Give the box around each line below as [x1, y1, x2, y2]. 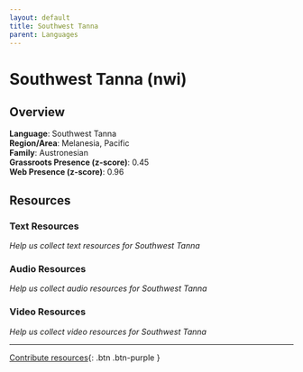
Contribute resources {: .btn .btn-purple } [9, 352, 161, 363]
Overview [9, 104, 66, 120]
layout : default [9, 13, 70, 23]
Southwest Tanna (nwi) [9, 68, 188, 89]
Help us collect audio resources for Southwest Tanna [9, 283, 207, 294]
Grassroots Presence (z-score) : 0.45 [9, 157, 150, 168]
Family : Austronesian [9, 148, 88, 159]
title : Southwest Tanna [9, 22, 99, 31]
